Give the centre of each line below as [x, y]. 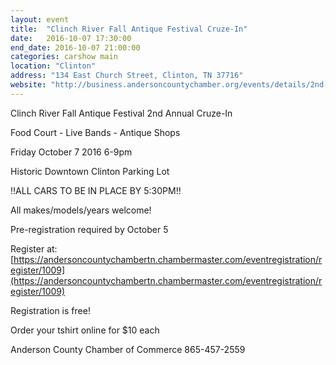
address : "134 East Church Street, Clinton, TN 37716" [127, 76]
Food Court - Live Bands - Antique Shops [95, 132]
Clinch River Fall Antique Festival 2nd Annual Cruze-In [121, 113]
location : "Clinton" [53, 66]
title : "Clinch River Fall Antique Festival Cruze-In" [129, 29]
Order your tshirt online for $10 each [85, 330]
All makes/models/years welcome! [81, 210]
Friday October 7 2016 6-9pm [71, 152]
